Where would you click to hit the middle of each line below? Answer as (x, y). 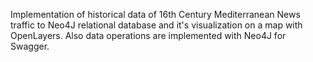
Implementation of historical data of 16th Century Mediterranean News (155, 14)
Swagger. (30, 46)
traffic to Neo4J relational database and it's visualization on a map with (156, 25)
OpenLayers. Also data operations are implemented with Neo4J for (148, 35)
